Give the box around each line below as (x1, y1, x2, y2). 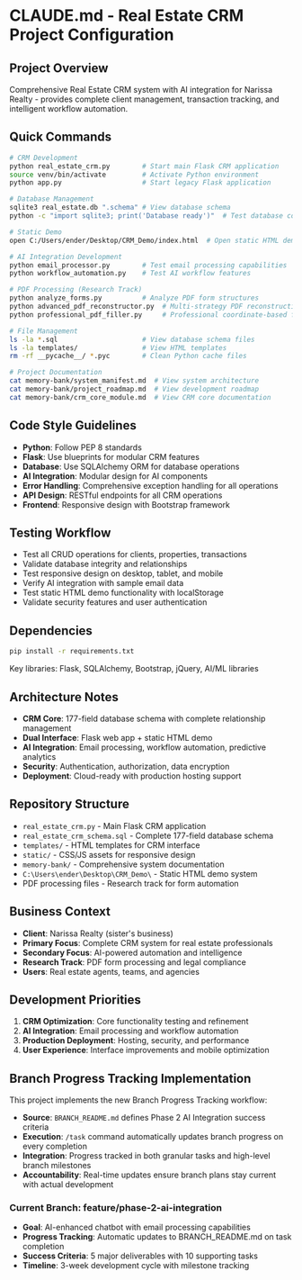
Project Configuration (9, 24, 174, 45)
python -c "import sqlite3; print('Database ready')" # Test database (9, 212, 283, 221)
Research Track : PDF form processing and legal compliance (22, 956, 247, 968)
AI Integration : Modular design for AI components (22, 470, 209, 482)
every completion (22, 1140, 88, 1152)
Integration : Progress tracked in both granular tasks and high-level (22, 1150, 271, 1161)
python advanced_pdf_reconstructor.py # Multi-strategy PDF (9, 302, 244, 311)
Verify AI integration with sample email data (22, 578, 184, 589)
